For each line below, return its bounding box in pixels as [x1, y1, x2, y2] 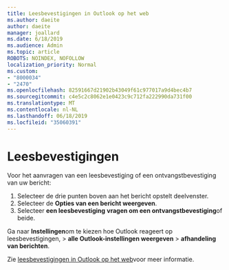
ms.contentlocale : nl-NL [7, 106, 78, 113]
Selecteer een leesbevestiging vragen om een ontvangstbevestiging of [17, 207, 223, 215]
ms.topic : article [7, 49, 60, 56]
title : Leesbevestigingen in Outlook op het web [7, 10, 149, 17]
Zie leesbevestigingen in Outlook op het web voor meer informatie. [7, 256, 195, 264]
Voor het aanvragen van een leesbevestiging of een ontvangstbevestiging [7, 172, 217, 180]
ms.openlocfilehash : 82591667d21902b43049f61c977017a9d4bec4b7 [7, 87, 193, 94]
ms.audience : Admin [7, 42, 63, 49]
